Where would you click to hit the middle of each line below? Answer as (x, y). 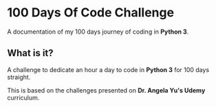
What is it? (30, 53)
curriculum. (23, 97)
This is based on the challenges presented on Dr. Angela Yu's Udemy (106, 90)
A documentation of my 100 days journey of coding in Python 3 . (98, 32)
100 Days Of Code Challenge (90, 13)
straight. (19, 77)
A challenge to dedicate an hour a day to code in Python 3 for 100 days (108, 69)
